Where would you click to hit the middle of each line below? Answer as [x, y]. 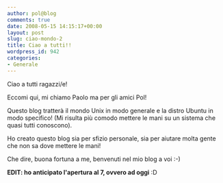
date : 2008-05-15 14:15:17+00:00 [55, 26]
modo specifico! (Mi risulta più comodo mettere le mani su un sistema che [112, 118]
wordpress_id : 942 [33, 52]
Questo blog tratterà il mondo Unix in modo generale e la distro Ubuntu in [110, 110]
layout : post [26, 33]
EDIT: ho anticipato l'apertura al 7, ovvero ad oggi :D [82, 172]
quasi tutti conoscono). [40, 125]
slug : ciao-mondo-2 [35, 39]
